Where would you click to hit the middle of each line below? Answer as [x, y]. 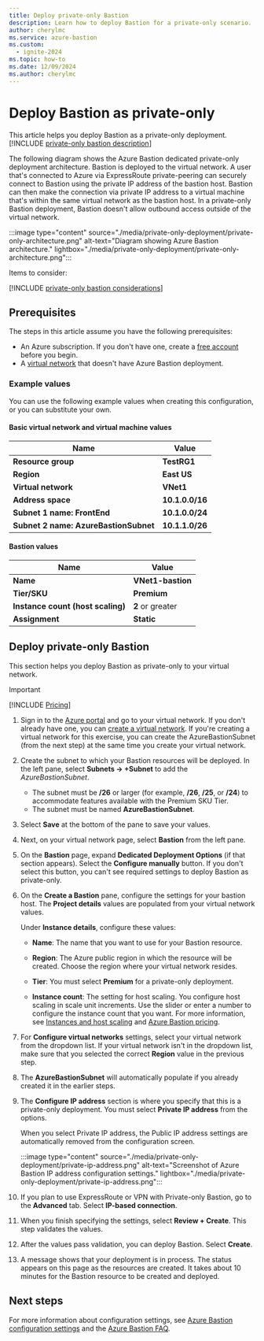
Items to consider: [38, 272]
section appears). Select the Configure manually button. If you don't [132, 863]
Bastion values [33, 546]
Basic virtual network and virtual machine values [90, 428]
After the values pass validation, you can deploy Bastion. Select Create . [136, 1244]
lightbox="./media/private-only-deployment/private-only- [147, 249]
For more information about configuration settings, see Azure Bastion [121, 1320]
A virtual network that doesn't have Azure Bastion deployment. [122, 364]
